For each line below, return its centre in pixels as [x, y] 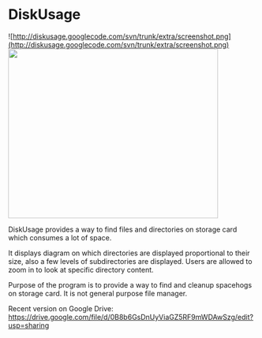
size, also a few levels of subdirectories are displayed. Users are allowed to [130, 261]
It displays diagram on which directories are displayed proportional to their [129, 253]
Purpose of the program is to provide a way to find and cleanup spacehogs [130, 284]
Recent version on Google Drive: [61, 308]
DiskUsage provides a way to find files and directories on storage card [123, 229]
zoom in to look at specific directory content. [81, 269]
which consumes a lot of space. [60, 237]
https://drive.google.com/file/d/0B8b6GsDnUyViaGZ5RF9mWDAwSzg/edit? [131, 317]
